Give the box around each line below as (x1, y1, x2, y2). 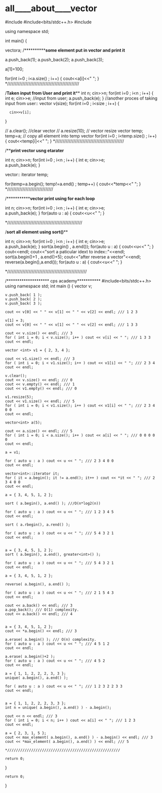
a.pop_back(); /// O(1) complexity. (5, 607, 79, 612)
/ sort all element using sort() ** (5, 229, 68, 235)
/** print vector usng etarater (5, 147, 64, 153)
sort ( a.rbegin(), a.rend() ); (5, 522, 70, 527)
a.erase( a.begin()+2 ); (5, 654, 55, 659)
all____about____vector (5, 3, 97, 14)
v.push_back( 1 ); (5, 292, 42, 297)
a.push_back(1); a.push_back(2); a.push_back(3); (5, 56, 104, 62)
